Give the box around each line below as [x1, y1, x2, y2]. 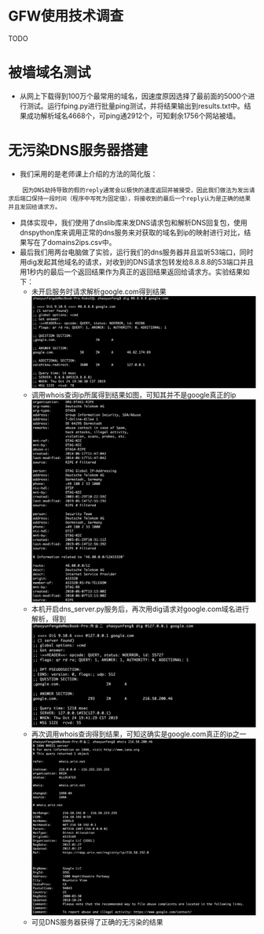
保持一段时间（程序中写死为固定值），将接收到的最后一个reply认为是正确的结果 [31, 195, 251, 202]
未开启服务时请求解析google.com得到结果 [31, 287, 167, 296]
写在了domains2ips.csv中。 [26, 237, 116, 246]
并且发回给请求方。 [8, 202, 61, 211]
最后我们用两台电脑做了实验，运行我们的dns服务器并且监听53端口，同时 [19, 247, 254, 257]
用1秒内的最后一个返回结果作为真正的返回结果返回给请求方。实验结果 [19, 267, 244, 276]
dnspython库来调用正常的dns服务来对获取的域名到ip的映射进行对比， [19, 228, 245, 237]
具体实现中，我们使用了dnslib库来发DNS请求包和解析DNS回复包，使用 [19, 217, 247, 227]
